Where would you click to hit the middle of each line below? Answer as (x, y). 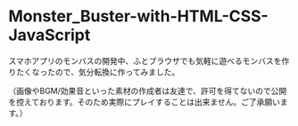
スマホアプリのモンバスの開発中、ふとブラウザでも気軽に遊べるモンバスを (145, 60)
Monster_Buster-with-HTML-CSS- (138, 16)
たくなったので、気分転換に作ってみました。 (98, 72)
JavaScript (50, 35)
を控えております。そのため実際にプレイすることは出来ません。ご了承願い (145, 102)
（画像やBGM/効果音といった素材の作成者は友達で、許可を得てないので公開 (148, 91)
